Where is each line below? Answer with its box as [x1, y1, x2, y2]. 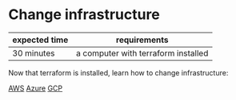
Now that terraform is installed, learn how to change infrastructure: [8, 67, 229, 77]
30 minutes [12, 48, 55, 59]
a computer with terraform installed [75, 48, 209, 59]
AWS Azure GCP [8, 83, 63, 93]
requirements [115, 34, 169, 45]
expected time [12, 34, 69, 45]
